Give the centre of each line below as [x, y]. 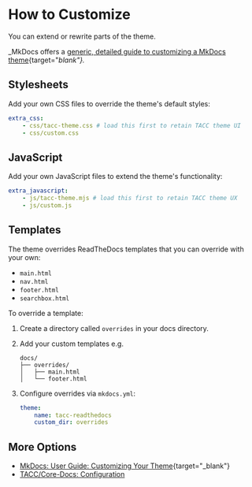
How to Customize [70, 15]
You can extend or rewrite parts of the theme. [82, 36]
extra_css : [26, 118]
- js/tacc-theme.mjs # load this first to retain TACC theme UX [130, 199]
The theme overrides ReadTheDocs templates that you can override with [126, 249]
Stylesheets [38, 85]
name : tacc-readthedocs [73, 415]
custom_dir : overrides [71, 422]
